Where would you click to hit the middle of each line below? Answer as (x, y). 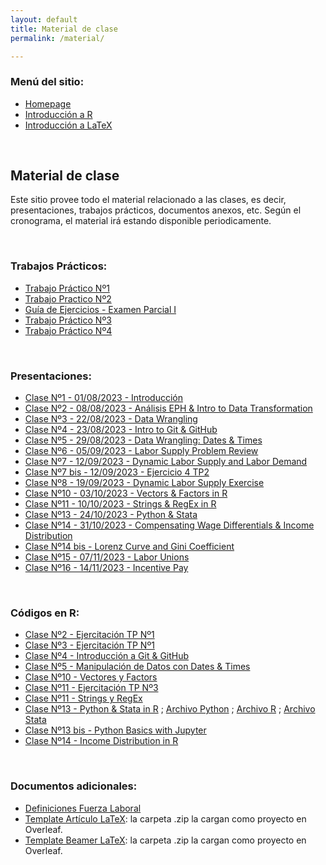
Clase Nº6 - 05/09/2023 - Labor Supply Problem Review (141, 451)
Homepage (48, 103)
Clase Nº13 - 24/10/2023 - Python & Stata (111, 515)
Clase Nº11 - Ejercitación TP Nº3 (91, 688)
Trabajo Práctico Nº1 (67, 288)
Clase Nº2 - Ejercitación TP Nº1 (89, 635)
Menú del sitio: (47, 82)
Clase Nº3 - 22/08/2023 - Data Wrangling (111, 419)
